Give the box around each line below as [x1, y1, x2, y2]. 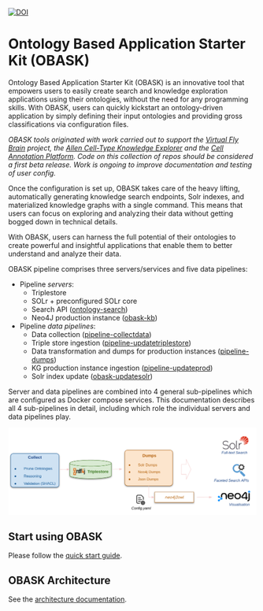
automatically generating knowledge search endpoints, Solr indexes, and [8, 191, 245, 201]
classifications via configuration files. [8, 119, 129, 129]
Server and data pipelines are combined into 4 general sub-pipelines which [8, 387, 253, 396]
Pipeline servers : [19, 280, 75, 289]
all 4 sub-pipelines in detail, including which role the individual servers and [8, 403, 250, 413]
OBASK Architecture [8, 573, 111, 587]
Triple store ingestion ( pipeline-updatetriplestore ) [31, 338, 191, 347]
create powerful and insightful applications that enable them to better [8, 240, 233, 250]
